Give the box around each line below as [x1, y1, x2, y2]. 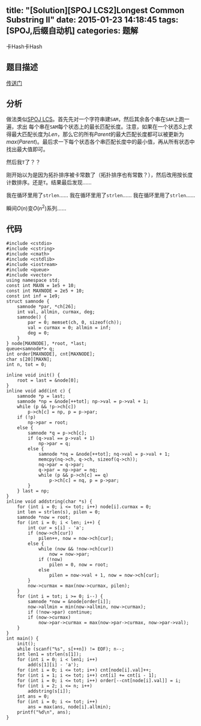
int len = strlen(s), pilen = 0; [17, 509, 101, 515]
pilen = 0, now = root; [49, 562, 109, 568]
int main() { [6, 635, 39, 641]
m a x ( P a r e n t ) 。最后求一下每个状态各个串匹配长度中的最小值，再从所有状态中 [6, 138, 195, 146]
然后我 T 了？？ [6, 158, 41, 166]
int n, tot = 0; [6, 361, 47, 367]
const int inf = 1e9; [6, 293, 61, 299]
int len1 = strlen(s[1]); [17, 651, 82, 657]
